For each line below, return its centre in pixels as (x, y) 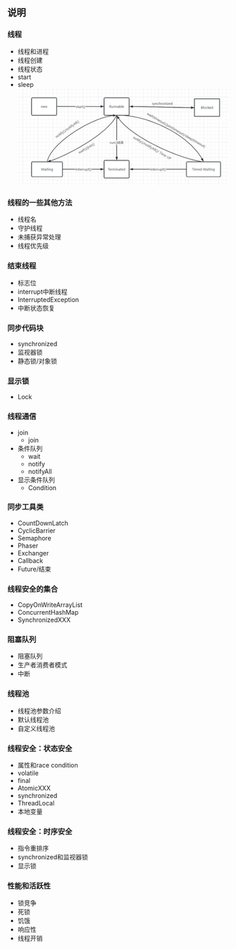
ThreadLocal (36, 803)
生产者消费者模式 (42, 665)
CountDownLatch (43, 523)
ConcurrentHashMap (48, 613)
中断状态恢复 (36, 308)
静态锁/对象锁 (37, 361)
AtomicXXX (34, 788)
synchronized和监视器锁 (52, 857)
